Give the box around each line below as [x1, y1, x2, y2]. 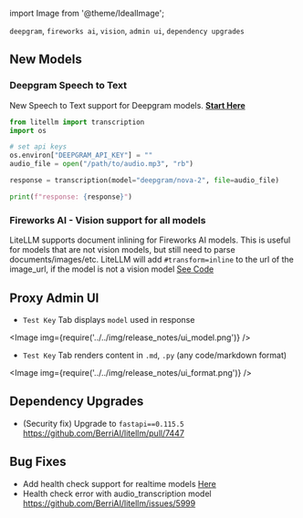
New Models [9, 52, 82, 67]
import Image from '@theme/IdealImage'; [9, 8, 164, 18]
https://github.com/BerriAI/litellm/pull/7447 [22, 428, 185, 439]
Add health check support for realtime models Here [22, 478, 217, 489]
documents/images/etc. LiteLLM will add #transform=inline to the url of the [9, 254, 294, 265]
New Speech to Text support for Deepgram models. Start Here [9, 99, 246, 110]
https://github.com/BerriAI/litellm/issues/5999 [22, 497, 196, 509]
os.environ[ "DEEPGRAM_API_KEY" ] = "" [9, 150, 153, 161]
